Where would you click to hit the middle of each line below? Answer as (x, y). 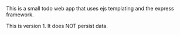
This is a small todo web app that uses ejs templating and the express (90, 8)
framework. (20, 15)
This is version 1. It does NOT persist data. (57, 26)
